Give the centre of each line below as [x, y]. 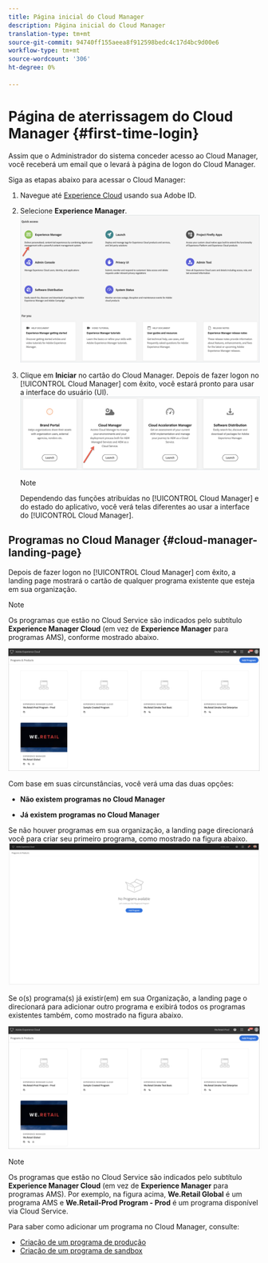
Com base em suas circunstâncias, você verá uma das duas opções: [121, 783]
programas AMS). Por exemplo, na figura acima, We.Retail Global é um [125, 1194]
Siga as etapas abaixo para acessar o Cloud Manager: [97, 179]
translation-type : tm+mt [49, 34]
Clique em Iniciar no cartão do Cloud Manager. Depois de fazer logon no [139, 375]
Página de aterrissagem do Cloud [121, 116]
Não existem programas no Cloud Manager [93, 799]
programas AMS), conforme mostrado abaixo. [84, 637]
